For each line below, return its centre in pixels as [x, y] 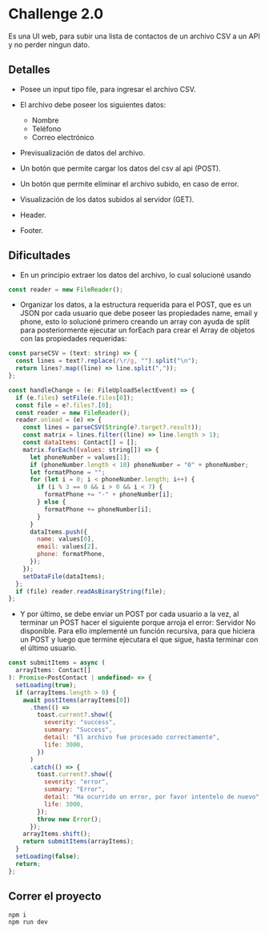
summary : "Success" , [78, 730]
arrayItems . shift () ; [57, 834]
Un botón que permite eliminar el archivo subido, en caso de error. [129, 183]
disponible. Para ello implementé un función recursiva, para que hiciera [137, 631]
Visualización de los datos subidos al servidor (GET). [107, 199]
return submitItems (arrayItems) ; [78, 842]
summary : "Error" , [74, 790]
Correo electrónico [63, 137]
